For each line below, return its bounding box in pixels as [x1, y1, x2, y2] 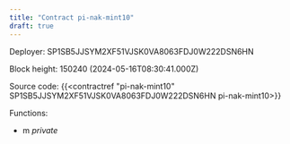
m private [22, 124, 58, 135]
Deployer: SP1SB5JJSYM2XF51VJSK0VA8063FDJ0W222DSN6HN [9, 46, 254, 56]
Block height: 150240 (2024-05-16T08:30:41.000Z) [9, 64, 199, 74]
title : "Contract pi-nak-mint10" [9, 13, 135, 22]
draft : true [9, 21, 54, 30]
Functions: [9, 107, 48, 118]
